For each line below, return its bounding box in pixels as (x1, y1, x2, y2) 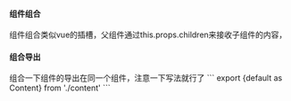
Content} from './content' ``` (9, 82, 112, 93)
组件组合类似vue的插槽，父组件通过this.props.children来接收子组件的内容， (9, 29, 287, 40)
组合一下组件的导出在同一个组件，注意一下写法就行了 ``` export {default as (9, 73, 283, 83)
